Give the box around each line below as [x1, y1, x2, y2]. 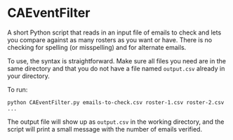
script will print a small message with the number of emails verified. [7, 125, 202, 133]
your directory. [7, 72, 51, 80]
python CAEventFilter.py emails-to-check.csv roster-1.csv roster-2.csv [7, 98, 225, 106]
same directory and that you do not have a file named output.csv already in [7, 64, 225, 72]
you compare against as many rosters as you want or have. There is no [7, 35, 213, 44]
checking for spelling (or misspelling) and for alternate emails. [7, 43, 187, 51]
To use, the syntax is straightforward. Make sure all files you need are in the [7, 56, 227, 65]
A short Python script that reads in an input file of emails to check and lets [7, 28, 222, 37]
